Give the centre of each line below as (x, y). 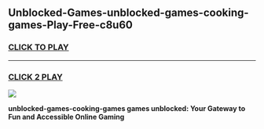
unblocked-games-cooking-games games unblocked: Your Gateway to (127, 108)
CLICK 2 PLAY (35, 77)
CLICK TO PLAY (38, 48)
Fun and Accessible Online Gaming (66, 116)
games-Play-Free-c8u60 (71, 25)
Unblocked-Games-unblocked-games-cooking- (128, 13)
